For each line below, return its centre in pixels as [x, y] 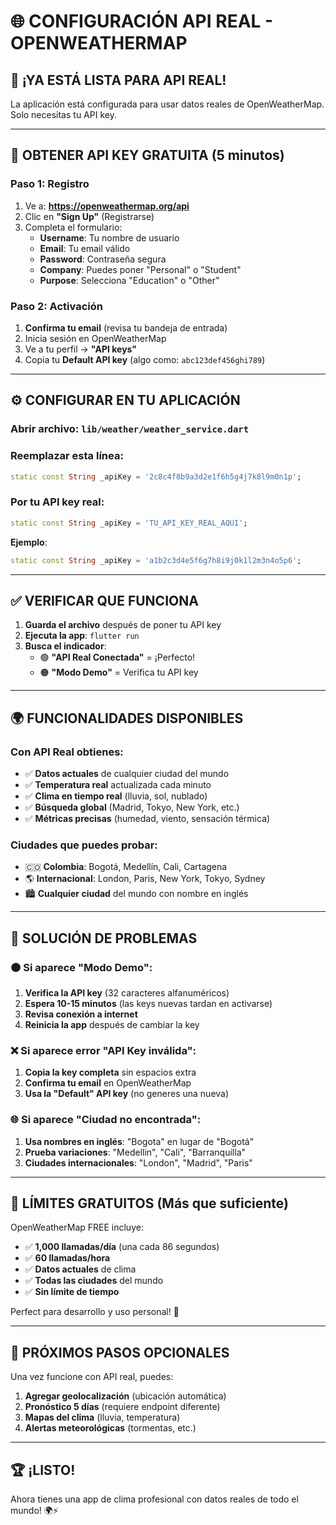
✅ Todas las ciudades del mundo [94, 1281]
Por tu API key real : [57, 502]
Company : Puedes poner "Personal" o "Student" [140, 269]
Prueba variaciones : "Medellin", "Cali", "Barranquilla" [135, 1152]
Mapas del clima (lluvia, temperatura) [102, 1417]
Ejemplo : [29, 542]
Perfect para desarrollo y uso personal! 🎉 [95, 1312]
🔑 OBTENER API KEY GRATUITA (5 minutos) [147, 155]
